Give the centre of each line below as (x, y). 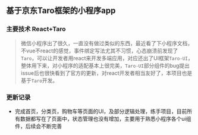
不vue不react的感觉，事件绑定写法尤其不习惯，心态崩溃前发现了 (99, 51)
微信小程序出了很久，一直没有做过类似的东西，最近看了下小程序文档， (107, 43)
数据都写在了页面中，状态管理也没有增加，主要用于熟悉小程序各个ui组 (106, 118)
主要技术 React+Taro (36, 29)
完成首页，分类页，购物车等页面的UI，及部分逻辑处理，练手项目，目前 (101, 111)
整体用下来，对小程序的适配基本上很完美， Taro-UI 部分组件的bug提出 (105, 65)
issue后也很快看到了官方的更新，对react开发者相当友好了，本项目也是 (106, 73)
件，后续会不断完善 (38, 126)
